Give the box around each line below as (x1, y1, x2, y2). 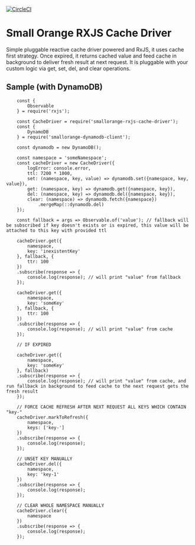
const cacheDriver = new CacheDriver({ (17, 160, 115, 166)
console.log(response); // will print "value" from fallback (27, 274, 181, 280)
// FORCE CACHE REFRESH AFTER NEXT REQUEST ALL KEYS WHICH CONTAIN (17, 404, 186, 410)
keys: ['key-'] (27, 425, 65, 431)
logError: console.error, (27, 165, 92, 171)
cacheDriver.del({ (17, 461, 62, 467)
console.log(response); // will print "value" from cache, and (27, 378, 186, 384)
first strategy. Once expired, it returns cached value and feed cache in (6, 52, 177, 59)
